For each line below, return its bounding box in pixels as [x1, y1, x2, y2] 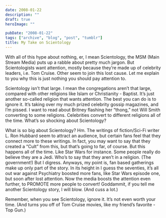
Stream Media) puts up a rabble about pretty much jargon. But [5, 59, 135, 65]
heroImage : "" [5, 21, 35, 27]
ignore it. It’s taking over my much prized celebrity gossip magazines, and [5, 101, 159, 107]
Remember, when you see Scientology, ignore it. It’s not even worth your [5, 196, 156, 202]
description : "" [5, 12, 39, 17]
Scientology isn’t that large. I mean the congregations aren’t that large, [5, 85, 152, 91]
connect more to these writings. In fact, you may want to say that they [5, 138, 150, 144]
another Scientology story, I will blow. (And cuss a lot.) [5, 186, 119, 192]
